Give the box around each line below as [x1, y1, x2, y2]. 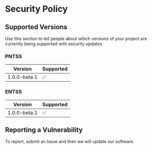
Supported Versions [5, 23, 67, 31]
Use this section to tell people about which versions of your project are [5, 36, 147, 41]
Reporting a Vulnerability [5, 126, 83, 134]
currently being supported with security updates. [5, 41, 104, 47]
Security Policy [5, 3, 68, 15]
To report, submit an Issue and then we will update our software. [5, 139, 135, 145]
